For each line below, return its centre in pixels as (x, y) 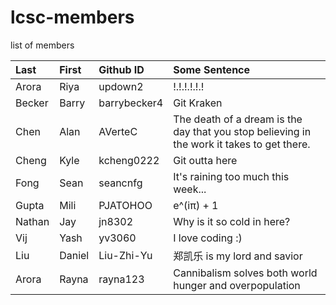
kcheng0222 (129, 160)
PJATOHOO (125, 205)
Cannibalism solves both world (245, 273)
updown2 (121, 86)
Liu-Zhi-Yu (125, 255)
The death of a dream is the (238, 119)
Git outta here (205, 160)
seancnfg (120, 183)
